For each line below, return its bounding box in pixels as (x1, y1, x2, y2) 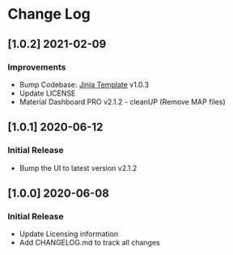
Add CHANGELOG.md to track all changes (19, 238, 160, 248)
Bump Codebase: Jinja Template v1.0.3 (19, 79, 150, 89)
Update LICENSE (19, 88, 76, 98)
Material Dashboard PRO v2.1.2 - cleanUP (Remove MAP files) (19, 96, 226, 106)
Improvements (7, 62, 66, 73)
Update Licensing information (19, 229, 119, 239)
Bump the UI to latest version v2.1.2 (19, 163, 138, 172)
